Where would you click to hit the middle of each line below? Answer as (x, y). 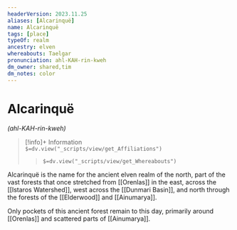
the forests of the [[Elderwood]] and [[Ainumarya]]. (82, 197)
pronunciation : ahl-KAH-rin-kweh (57, 61)
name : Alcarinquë (33, 27)
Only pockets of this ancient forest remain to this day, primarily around (111, 211)
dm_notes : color (31, 73)
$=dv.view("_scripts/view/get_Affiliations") (93, 149)
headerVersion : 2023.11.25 (47, 14)
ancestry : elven (31, 47)
